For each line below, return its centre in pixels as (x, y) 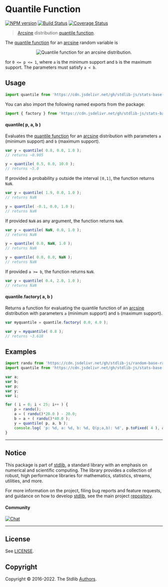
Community (18, 508)
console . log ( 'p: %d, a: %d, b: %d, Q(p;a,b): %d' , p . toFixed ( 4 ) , (87, 428)
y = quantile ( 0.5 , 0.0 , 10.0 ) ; (40, 164)
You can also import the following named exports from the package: (75, 104)
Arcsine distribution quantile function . (56, 33)
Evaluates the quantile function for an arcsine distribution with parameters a (83, 136)
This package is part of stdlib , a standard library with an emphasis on (76, 465)
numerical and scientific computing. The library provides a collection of (79, 470)
